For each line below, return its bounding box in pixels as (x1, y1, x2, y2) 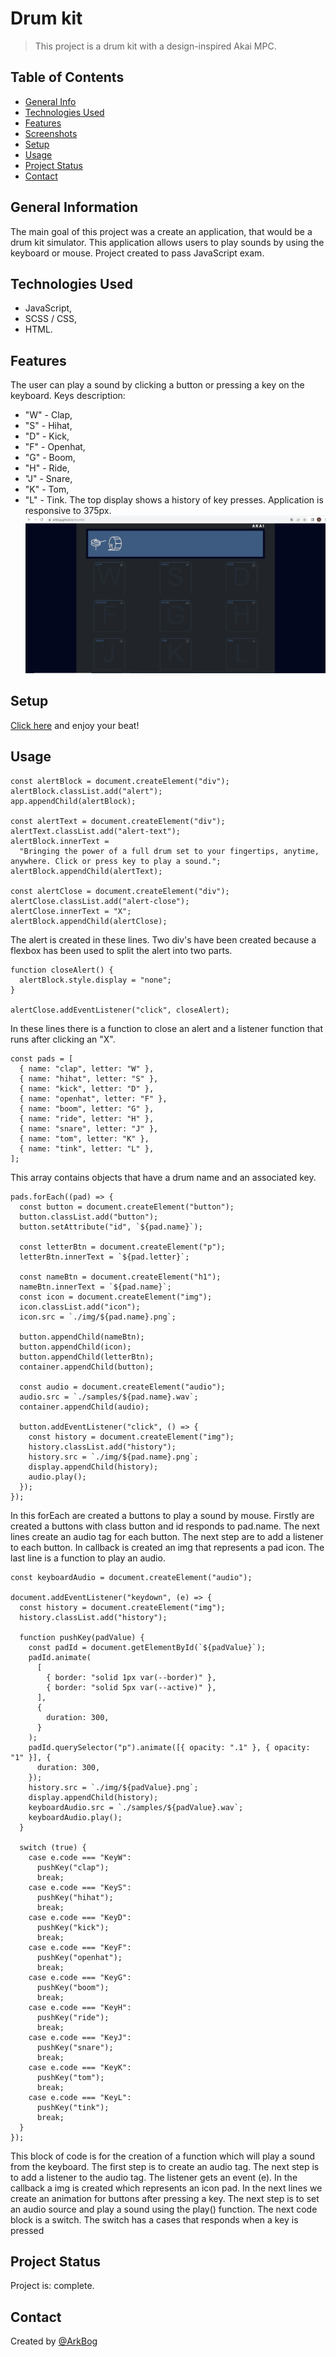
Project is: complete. (10, 2280, 95, 2292)
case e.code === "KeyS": (28, 1882, 132, 1892)
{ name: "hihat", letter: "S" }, (19, 1073, 159, 1084)
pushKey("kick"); (36, 1922, 110, 1932)
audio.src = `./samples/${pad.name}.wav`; (19, 1392, 199, 1402)
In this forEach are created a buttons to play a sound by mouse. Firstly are (10, 1509, 315, 1521)
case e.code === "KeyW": (28, 1852, 132, 1862)
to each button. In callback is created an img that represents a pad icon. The (10, 1541, 325, 1553)
